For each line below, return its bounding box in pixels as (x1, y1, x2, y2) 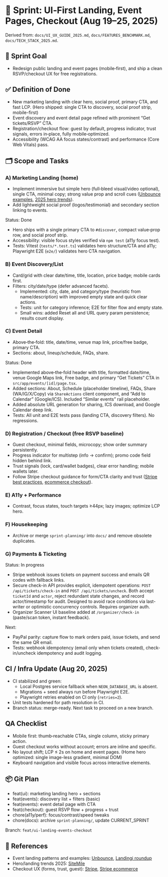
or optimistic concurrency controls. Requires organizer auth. (26, 604, 150, 610)
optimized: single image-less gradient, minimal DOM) (12, 754, 122, 760)
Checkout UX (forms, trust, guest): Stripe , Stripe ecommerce (12, 866, 138, 872)
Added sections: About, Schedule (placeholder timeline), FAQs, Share (12, 385, 156, 391)
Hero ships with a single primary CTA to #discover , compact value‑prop (12, 227, 160, 233)
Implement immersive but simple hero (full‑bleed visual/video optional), (12, 186, 159, 192)
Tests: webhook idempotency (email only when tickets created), (12, 645, 145, 651)
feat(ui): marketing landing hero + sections (12, 791, 101, 797)
